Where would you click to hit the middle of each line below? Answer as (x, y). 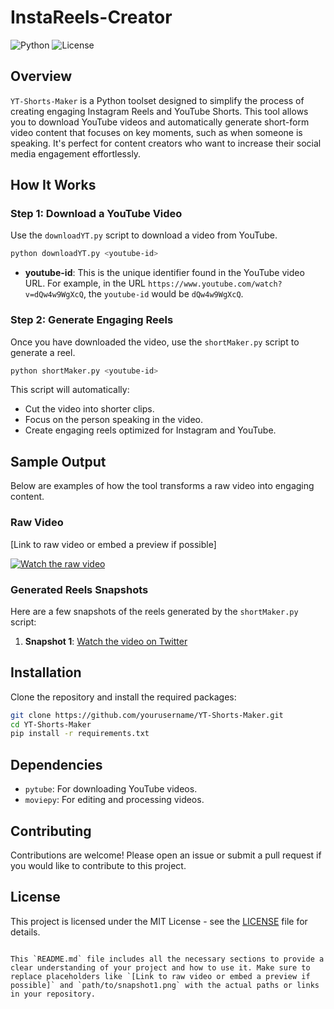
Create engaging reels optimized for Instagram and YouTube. (150, 430)
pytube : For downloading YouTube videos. (111, 789)
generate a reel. (43, 352)
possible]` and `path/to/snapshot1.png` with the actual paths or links (165, 985)
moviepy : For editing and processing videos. (114, 800)
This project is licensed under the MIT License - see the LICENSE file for (159, 921)
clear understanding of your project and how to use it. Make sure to (160, 967)
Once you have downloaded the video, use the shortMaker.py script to (155, 342)
